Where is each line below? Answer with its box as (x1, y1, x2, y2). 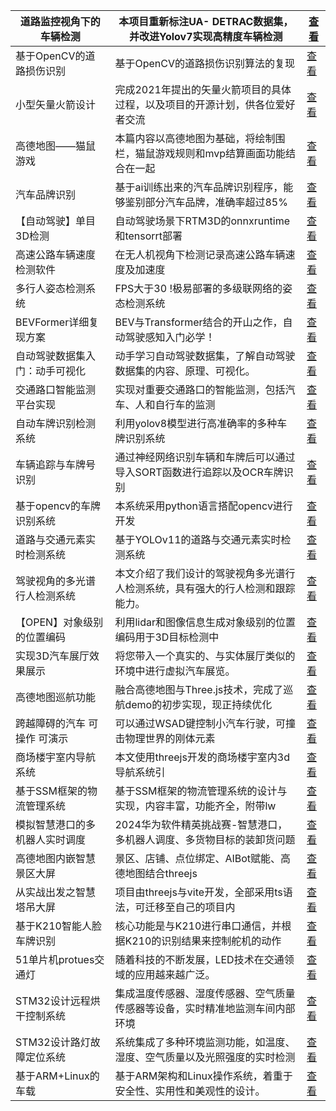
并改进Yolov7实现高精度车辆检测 (128, 30, 283, 43)
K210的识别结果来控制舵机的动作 (124, 934, 282, 948)
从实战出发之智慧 (15, 885, 97, 899)
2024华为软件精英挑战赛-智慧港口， (114, 818, 288, 831)
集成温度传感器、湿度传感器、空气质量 (114, 987, 296, 1000)
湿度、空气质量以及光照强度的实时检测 (114, 1050, 296, 1064)
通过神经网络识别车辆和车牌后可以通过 (114, 450, 296, 464)
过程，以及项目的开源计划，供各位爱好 (114, 98, 296, 111)
